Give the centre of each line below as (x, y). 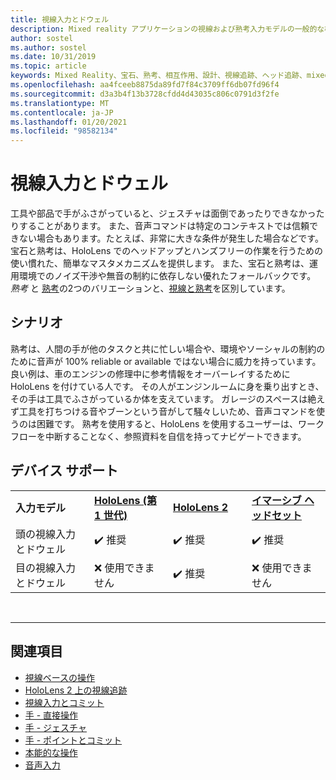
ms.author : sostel (48, 47)
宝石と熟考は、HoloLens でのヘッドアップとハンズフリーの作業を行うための (166, 251)
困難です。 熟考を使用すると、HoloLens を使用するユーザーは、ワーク (180, 423)
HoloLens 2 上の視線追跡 (76, 690)
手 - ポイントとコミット (73, 740)
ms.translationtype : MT (60, 103)
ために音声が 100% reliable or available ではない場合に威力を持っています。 (166, 361)
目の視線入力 (46, 568)
